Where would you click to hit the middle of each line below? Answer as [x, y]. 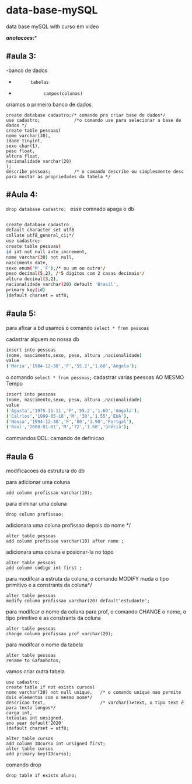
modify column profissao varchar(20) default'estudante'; [78, 601]
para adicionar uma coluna [38, 482]
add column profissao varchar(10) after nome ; [65, 541]
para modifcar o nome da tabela [45, 645]
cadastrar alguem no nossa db [43, 339]
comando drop [24, 765]
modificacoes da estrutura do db [46, 471]
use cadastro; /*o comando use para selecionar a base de [94, 120]
